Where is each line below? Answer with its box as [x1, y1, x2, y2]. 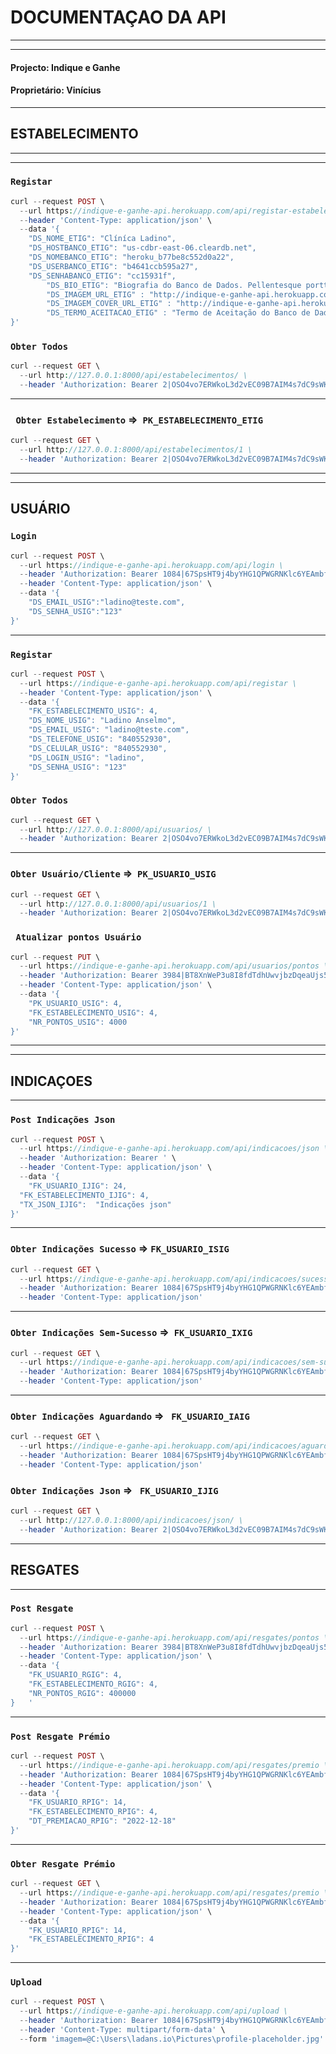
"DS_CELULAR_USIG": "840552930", [28, 743, 168, 753]
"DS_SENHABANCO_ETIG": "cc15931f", [28, 271, 177, 281]
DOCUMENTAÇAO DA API [10, 6, 227, 29]
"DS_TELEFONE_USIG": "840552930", [28, 734, 172, 745]
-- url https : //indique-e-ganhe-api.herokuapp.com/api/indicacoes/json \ [19, 1144, 329, 1154]
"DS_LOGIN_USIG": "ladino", [28, 752, 145, 763]
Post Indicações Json [10, 1114, 116, 1126]
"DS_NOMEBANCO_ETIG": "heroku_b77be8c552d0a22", [28, 252, 235, 263]
